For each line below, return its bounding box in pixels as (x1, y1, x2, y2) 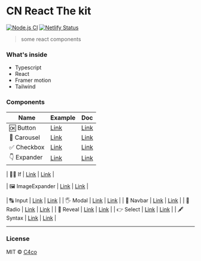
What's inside (6, 50, 48, 59)
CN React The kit (6, 4, 92, 18)
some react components (20, 35, 81, 42)
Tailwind (14, 83, 36, 90)
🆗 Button (9, 124, 36, 132)
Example (50, 113, 76, 122)
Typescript (14, 64, 42, 71)
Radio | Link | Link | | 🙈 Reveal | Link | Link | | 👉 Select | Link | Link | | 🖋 (6, 205, 184, 213)
